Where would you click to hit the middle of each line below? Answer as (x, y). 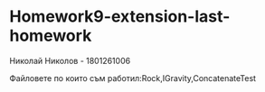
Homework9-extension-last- (120, 17)
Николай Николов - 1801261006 (70, 60)
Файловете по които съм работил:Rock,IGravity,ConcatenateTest (132, 78)
